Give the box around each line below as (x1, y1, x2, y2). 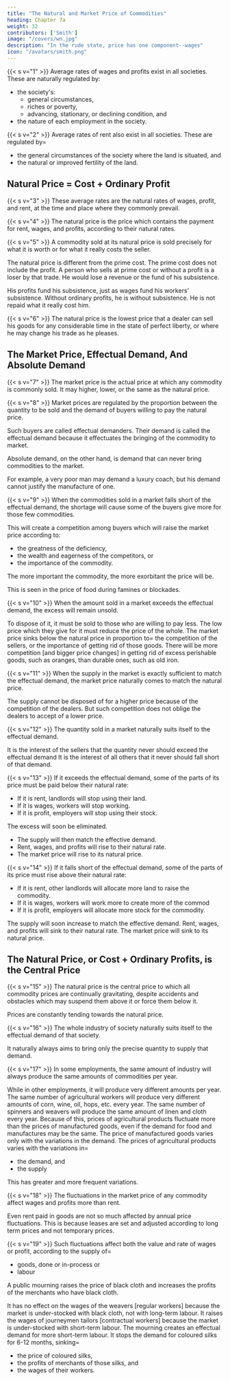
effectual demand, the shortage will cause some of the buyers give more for (7, 502, 222, 511)
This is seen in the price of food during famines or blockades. (7, 585, 181, 593)
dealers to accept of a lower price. (7, 711, 104, 720)
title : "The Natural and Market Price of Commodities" (7, 10, 167, 17)
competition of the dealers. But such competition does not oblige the (7, 704, 201, 712)
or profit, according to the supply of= (7, 1247, 112, 1255)
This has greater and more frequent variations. (7, 1178, 139, 1186)
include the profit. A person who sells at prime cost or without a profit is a (7, 265, 214, 274)
